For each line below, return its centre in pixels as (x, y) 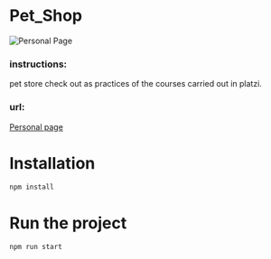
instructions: (38, 64)
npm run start (36, 247)
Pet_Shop (46, 16)
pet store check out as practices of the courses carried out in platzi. (135, 84)
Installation (52, 163)
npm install (32, 187)
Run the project (68, 223)
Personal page (36, 126)
